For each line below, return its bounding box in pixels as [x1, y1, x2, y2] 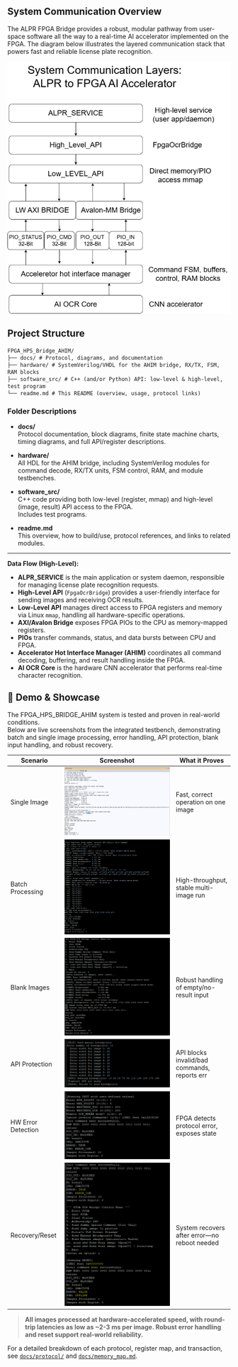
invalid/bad [176, 1056, 209, 1065]
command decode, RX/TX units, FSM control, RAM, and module [17, 466, 203, 475]
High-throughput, [176, 876, 228, 885]
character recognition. [17, 670, 83, 680]
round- [204, 1315, 225, 1324]
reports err [176, 1071, 208, 1080]
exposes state [176, 1129, 217, 1138]
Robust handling [176, 975, 223, 985]
